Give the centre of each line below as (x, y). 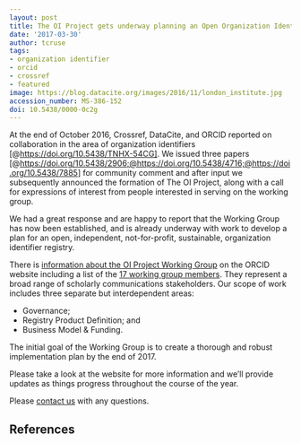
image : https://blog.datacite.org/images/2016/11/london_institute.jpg (146, 92)
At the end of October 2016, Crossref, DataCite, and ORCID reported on (141, 135)
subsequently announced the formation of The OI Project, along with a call (146, 182)
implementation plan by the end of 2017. (83, 357)
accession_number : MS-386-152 (66, 101)
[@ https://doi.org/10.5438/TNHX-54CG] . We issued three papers (129, 154)
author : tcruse (38, 43)
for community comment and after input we (163, 173)
